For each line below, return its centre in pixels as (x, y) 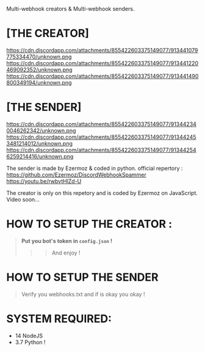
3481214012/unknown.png (40, 143)
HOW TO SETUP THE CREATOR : (89, 224)
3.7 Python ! (30, 342)
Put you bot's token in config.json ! (67, 241)
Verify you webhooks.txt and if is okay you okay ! (83, 294)
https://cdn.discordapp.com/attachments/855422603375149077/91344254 (101, 150)
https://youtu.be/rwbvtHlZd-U (44, 181)
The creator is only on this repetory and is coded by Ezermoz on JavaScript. (102, 193)
